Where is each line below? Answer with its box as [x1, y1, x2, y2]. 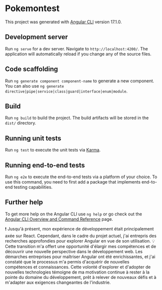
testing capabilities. [14, 184, 53, 190]
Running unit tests [5, 134, 61, 142]
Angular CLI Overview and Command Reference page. [5, 216, 113, 222]
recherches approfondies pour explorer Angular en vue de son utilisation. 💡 [5, 238, 155, 244]
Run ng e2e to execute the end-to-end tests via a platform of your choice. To [5, 174, 158, 180]
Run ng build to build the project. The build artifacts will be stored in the [5, 115, 149, 121]
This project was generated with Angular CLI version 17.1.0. [5, 19, 122, 25]
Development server [5, 33, 68, 41]
